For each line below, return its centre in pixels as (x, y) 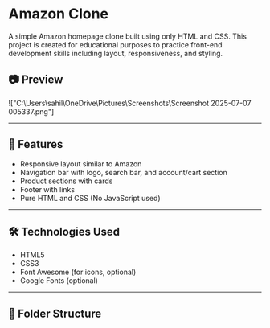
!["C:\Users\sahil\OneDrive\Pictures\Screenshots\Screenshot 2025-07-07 (130, 103)
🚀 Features (36, 144)
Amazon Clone (59, 14)
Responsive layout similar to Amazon (81, 164)
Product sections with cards (66, 181)
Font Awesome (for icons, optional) (78, 272)
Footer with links (47, 189)
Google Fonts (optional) (59, 281)
